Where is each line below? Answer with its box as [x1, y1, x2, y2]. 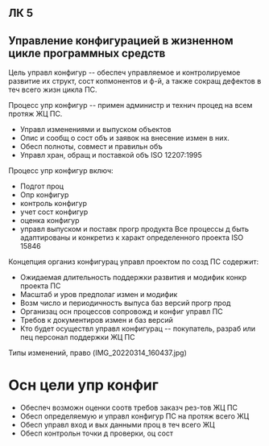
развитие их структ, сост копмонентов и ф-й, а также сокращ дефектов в [8, 76, 262, 86]
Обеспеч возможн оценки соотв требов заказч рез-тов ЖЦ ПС [19, 403, 238, 413]
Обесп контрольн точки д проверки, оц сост [19, 428, 174, 438]
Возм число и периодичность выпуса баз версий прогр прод [19, 298, 231, 308]
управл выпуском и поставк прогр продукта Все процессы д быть [19, 225, 250, 234]
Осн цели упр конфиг [8, 376, 159, 394]
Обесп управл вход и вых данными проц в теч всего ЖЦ [19, 420, 215, 430]
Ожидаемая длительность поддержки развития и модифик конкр [19, 273, 247, 283]
